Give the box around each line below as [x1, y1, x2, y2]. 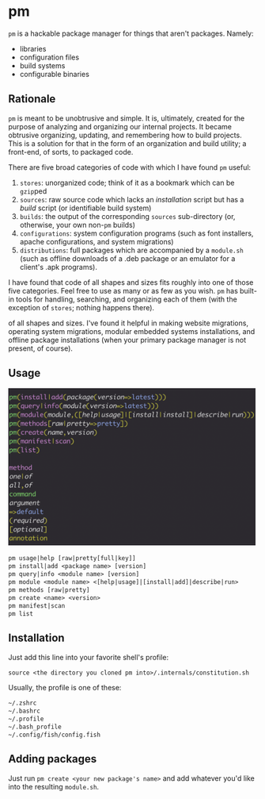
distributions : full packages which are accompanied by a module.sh [19, 245, 244, 255]
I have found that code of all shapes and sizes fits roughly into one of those [8, 277, 254, 287]
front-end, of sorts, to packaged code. [8, 147, 134, 156]
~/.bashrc [8, 707, 41, 715]
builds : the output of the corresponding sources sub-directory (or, [19, 211, 236, 221]
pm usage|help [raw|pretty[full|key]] [8, 554, 136, 562]
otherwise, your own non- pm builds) [19, 220, 136, 229]
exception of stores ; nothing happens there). [8, 302, 155, 312]
